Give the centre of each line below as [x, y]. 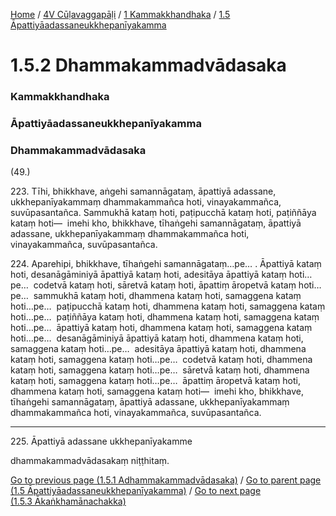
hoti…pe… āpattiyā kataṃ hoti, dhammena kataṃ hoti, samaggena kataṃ [161, 328]
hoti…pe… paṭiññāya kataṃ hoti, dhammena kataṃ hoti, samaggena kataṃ [165, 317]
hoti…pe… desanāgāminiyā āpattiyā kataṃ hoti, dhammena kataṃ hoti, [157, 338]
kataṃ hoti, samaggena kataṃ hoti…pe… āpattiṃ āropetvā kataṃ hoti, [155, 381]
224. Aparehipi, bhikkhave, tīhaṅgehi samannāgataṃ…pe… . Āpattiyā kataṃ [166, 264]
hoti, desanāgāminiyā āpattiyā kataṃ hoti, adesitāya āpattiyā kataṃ [148, 275]
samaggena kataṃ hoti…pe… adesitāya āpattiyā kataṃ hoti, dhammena [158, 349]
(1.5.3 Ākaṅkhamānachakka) [68, 501]
